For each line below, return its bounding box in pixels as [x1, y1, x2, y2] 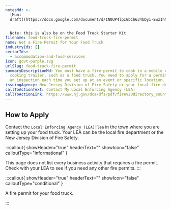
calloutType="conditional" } [5, 181, 63, 187]
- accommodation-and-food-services [10, 54, 85, 59]
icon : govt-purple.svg [5, 59, 53, 64]
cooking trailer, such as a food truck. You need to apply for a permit [10, 73, 167, 78]
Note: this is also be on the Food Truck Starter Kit [10, 30, 126, 36]
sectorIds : [5, 49, 28, 54]
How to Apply [5, 111, 49, 119]
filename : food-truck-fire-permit [5, 35, 79, 41]
